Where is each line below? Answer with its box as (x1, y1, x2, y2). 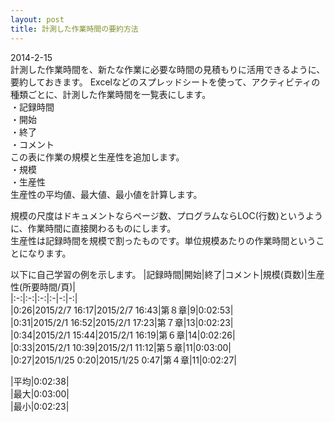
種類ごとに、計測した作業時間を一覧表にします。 (10, 88, 212, 100)
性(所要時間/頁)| (10, 281, 76, 293)
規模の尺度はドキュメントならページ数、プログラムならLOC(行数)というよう (10, 209, 323, 221)
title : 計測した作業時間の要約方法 (10, 24, 139, 34)
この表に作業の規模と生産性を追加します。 (10, 151, 185, 163)
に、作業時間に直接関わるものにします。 (10, 222, 177, 234)
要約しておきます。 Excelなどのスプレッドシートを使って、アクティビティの (10, 76, 321, 88)
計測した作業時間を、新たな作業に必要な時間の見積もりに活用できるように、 (10, 63, 326, 75)
